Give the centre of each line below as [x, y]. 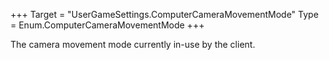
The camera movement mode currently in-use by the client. [133, 44]
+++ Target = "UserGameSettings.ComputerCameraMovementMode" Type [164, 14]
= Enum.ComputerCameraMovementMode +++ [107, 25]
